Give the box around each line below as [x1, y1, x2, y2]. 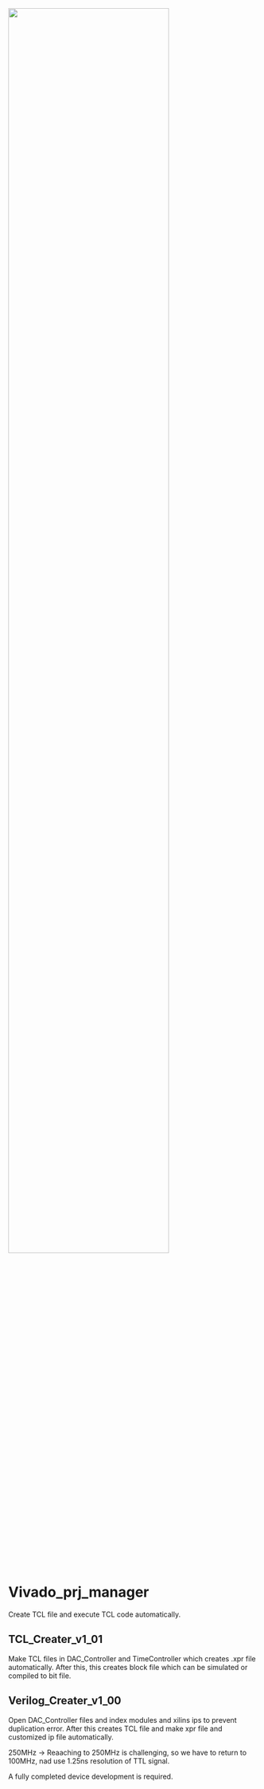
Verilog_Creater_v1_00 [8, 1694, 122, 1708]
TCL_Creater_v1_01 [8, 1633, 103, 1646]
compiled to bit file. [8, 1671, 72, 1680]
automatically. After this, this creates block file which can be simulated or [8, 1662, 248, 1672]
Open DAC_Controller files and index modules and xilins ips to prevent [8, 1715, 237, 1724]
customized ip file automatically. [8, 1732, 114, 1742]
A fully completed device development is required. [8, 1771, 173, 1781]
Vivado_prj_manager [8, 1583, 149, 1601]
